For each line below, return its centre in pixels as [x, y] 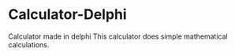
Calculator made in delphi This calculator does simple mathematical [118, 36]
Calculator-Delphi [68, 15]
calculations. [29, 44]
